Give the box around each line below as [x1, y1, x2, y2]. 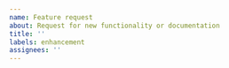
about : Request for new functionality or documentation [9, 21, 220, 30]
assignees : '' [9, 46, 62, 55]
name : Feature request [9, 12, 93, 22]
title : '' [9, 29, 46, 38]
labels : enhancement [9, 37, 86, 47]
